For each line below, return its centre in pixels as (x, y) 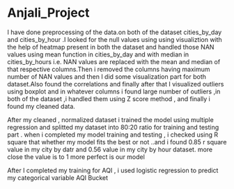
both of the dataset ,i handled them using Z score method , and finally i (109, 98)
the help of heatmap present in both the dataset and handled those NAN (111, 47)
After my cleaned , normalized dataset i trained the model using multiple (110, 119)
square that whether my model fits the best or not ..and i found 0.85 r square (117, 142)
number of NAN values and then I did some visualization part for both (107, 76)
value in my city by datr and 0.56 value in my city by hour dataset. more (110, 149)
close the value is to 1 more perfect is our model (76, 157)
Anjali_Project (48, 13)
